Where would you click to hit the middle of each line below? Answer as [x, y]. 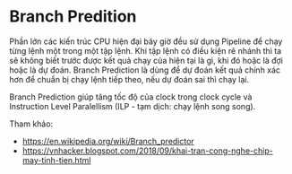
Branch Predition [73, 17]
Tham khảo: [31, 124]
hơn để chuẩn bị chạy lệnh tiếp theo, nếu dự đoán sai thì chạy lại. [129, 79]
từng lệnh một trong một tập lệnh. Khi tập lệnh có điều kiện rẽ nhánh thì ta [146, 50]
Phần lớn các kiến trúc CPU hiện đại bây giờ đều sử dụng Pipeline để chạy [146, 41]
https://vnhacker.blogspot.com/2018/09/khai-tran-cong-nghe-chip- [147, 151]
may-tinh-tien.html [56, 160]
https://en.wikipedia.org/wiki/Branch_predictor [108, 141]
